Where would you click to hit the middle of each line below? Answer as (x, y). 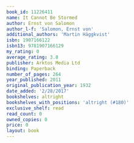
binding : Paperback (31, 68)
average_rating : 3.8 (33, 57)
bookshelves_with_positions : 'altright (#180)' (68, 102)
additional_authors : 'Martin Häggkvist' (58, 35)
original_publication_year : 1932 (49, 86)
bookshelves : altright (35, 97)
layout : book (23, 131)
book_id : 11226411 (30, 12)
